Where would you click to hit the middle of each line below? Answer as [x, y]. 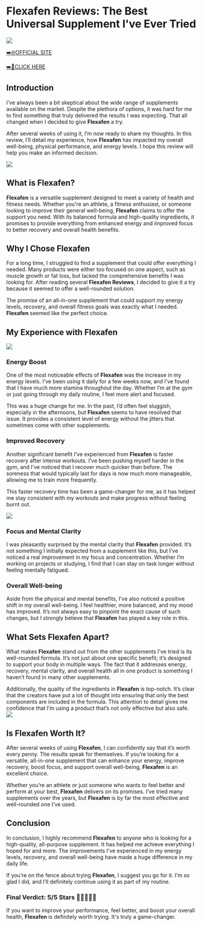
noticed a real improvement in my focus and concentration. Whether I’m [96, 557]
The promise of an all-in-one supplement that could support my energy [95, 301]
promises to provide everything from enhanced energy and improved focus [99, 223]
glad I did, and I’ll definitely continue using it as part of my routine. [88, 881]
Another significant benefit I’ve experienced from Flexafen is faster [90, 454]
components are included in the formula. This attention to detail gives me [97, 702]
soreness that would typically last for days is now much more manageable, [99, 473]
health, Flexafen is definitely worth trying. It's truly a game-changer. [91, 917]
